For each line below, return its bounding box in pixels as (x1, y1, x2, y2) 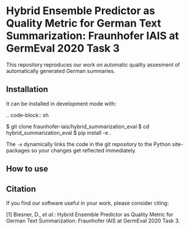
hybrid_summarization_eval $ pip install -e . (6, 129, 111, 136)
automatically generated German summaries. (6, 67, 116, 74)
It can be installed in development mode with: (6, 100, 117, 107)
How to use (6, 164, 48, 174)
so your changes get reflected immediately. (31, 147, 137, 154)
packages (6, 147, 31, 154)
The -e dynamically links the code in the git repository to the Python (6, 140, 171, 148)
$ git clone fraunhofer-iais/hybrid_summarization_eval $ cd (6, 122, 150, 130)
